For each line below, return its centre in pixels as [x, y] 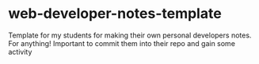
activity [20, 52]
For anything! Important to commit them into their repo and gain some [122, 43]
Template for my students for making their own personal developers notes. [130, 35]
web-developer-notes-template [115, 14]
